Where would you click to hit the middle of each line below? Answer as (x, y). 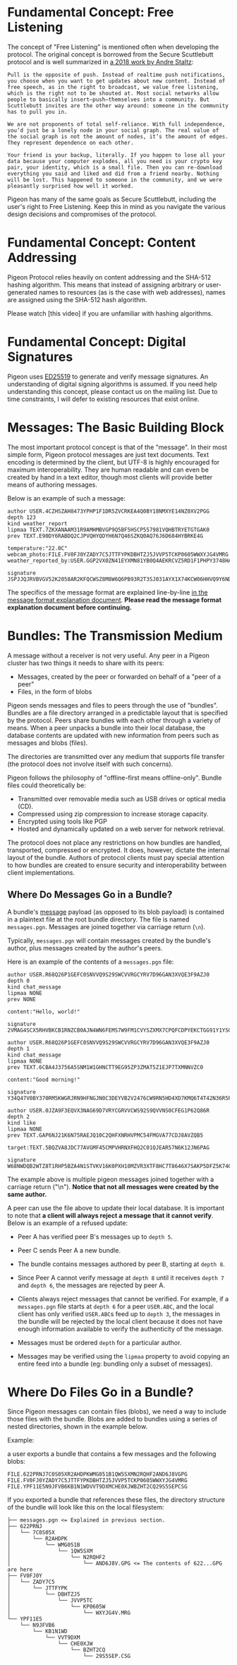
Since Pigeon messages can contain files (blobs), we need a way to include (117, 1412)
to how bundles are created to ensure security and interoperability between (117, 865)
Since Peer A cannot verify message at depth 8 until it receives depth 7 (121, 1277)
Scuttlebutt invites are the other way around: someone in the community (118, 106)
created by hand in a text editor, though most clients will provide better (110, 477)
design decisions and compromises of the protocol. (82, 214)
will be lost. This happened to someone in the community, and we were (115, 180)
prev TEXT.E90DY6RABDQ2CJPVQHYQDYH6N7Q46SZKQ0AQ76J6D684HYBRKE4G (105, 536)
